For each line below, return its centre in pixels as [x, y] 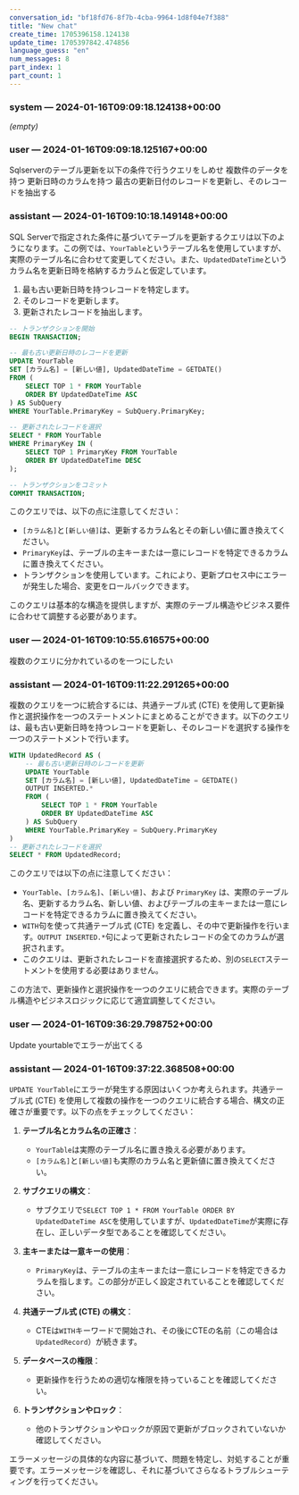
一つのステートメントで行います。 [71, 738]
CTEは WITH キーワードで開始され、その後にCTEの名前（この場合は [157, 1330]
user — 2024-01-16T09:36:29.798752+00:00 [111, 1024]
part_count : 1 [36, 76]
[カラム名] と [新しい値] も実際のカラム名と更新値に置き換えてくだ [152, 1160]
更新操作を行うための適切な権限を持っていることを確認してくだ [153, 1379]
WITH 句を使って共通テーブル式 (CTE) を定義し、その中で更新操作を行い [152, 926]
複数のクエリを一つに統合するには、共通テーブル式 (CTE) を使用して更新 [143, 705]
